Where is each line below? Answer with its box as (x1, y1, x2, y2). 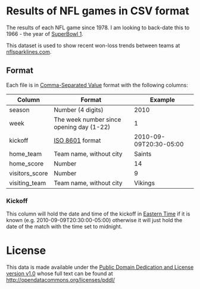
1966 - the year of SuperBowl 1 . (6, 30, 83, 37)
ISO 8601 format (53, 136, 101, 144)
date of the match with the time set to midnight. (6, 223, 123, 230)
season (9, 106, 30, 114)
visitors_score (9, 169, 48, 177)
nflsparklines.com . (6, 48, 52, 55)
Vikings (133, 179, 155, 187)
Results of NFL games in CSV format (6, 4, 189, 18)
